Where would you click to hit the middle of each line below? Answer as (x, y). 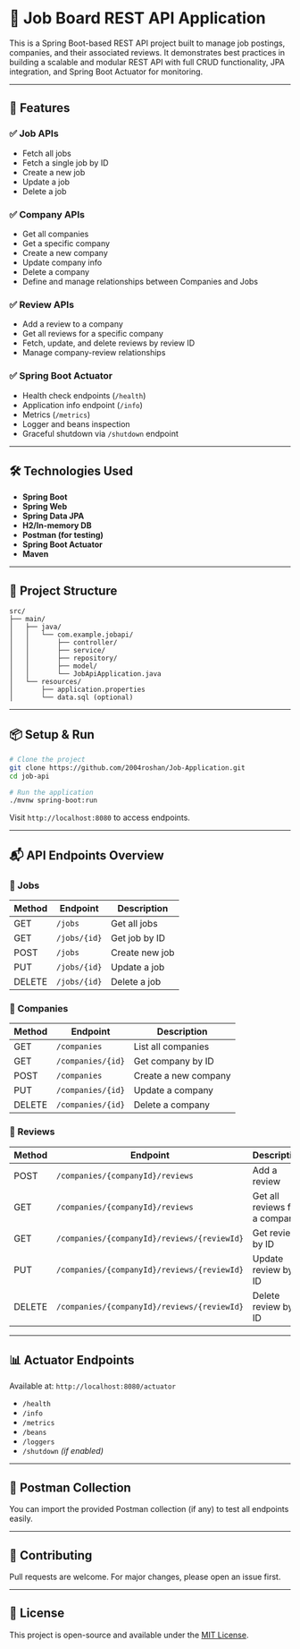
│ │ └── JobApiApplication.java (86, 674)
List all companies (171, 1047)
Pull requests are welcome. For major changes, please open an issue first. (145, 1577)
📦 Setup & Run (52, 735)
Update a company (174, 1090)
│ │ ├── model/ (54, 666)
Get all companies (55, 234)
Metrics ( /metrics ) (56, 414)
